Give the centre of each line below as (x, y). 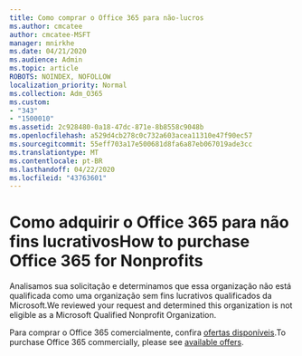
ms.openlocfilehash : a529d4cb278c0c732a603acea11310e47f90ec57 (131, 136)
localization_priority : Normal (68, 85)
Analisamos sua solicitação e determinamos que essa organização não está (151, 286)
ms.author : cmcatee (46, 26)
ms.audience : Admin (46, 60)
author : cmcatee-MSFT (50, 34)
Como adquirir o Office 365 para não (149, 222)
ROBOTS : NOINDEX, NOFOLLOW (60, 77)
